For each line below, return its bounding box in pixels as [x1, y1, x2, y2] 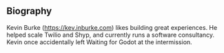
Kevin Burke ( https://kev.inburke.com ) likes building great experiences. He [6, 23, 218, 31]
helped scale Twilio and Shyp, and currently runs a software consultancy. [6, 31, 215, 39]
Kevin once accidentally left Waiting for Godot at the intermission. [6, 37, 192, 46]
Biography [6, 5, 52, 17]
